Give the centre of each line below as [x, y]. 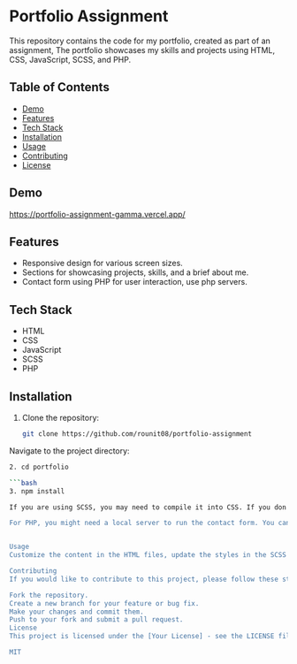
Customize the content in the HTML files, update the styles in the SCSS [148, 555]
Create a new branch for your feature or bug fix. [104, 603]
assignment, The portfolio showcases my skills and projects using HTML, [142, 50]
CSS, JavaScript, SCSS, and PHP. [70, 59]
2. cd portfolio [39, 467]
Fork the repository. [49, 595]
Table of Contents [60, 87]
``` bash [23, 483]
